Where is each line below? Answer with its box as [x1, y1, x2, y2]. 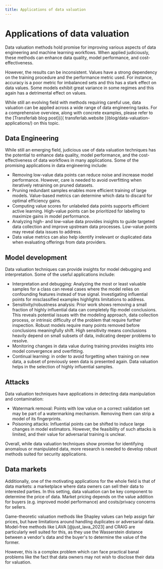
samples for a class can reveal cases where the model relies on [12, 286, 140, 292]
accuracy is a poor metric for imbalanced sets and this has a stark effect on [5, 79, 157, 85]
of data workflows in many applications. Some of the [33, 157, 139, 163]
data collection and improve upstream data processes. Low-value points [12, 224, 157, 229]
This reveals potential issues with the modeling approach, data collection [12, 312, 159, 318]
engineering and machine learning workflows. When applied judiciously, [5, 49, 149, 55]
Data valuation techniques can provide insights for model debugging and [5, 266, 151, 272]
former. [5, 539, 20, 545]
